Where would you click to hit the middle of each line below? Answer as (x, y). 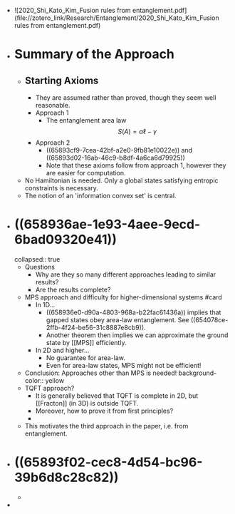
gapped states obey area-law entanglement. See (117, 319)
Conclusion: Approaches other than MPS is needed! (101, 373)
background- (198, 373)
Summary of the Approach (94, 55)
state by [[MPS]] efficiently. (86, 342)
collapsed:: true (37, 259)
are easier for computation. (86, 173)
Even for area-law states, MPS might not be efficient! (124, 365)
